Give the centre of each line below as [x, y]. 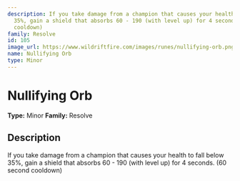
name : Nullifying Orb [40, 54]
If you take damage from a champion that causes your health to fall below [116, 155]
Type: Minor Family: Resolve [50, 115]
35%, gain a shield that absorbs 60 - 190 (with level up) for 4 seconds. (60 [117, 162]
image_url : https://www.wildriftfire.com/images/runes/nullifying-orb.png [121, 47]
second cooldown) [35, 170]
